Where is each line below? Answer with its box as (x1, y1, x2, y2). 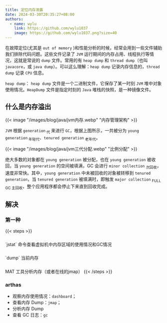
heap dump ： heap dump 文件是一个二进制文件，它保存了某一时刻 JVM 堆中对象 (5, 80, 162, 86)
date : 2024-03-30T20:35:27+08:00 (5, 12, 75, 17)
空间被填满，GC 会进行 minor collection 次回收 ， (60, 163, 162, 170)
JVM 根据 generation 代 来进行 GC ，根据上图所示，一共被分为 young (5, 127, 140, 135)
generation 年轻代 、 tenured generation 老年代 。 (5, 134, 101, 142)
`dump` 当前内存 (5, 255, 39, 261)
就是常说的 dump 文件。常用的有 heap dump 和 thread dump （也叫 (18, 57, 148, 63)
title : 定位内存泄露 (5, 7, 43, 12)
